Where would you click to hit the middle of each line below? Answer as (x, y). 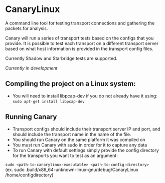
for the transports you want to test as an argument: (65, 155)
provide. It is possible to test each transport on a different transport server (82, 43)
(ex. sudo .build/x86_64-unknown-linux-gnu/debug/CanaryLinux (72, 169)
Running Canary (31, 117)
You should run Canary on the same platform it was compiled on (79, 139)
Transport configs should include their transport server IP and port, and (86, 129)
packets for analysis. (27, 28)
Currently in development (31, 68)
